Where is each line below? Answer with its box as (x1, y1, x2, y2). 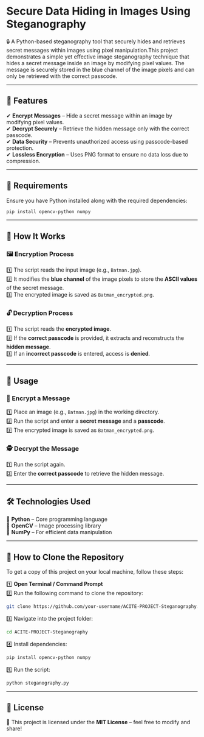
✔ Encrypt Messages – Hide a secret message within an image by (6, 111, 172, 119)
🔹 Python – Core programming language (6, 516, 108, 523)
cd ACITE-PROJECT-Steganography (6, 629, 88, 635)
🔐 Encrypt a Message (6, 394, 70, 403)
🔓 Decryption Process (6, 309, 73, 317)
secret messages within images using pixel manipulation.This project (6, 46, 178, 54)
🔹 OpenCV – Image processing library (6, 522, 101, 529)
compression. (6, 157, 41, 164)
